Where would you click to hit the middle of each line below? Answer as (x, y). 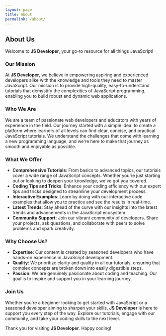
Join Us (14, 292)
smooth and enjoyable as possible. (41, 146)
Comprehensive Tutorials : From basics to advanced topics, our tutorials (86, 170)
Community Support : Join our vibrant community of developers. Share (85, 218)
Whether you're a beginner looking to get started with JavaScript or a (76, 303)
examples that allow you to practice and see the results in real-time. (82, 202)
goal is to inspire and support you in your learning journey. (72, 279)
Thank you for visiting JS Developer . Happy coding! (58, 328)
